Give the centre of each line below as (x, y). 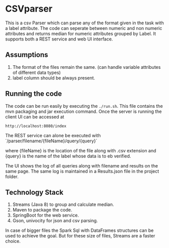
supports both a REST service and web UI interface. (59, 39)
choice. (13, 241)
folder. (12, 176)
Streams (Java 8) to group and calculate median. (63, 204)
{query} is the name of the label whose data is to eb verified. (68, 156)
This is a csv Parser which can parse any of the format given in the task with (84, 23)
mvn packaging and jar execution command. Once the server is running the (83, 111)
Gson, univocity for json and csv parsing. (55, 221)
